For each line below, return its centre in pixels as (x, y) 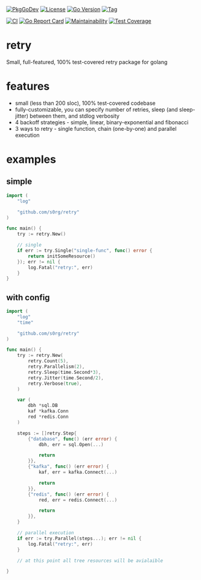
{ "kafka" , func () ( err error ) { (69, 467)
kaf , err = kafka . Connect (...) (78, 472)
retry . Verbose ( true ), (55, 383)
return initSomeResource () (62, 256)
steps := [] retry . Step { (47, 433)
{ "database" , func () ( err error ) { (73, 439)
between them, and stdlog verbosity (75, 116)
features (28, 87)
